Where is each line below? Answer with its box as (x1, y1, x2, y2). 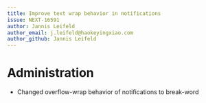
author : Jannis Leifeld (7, 23, 76, 30)
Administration (7, 65, 94, 81)
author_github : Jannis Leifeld (7, 36, 97, 43)
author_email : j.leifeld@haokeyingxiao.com (7, 29, 134, 36)
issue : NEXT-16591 (7, 16, 60, 23)
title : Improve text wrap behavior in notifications (7, 10, 161, 17)
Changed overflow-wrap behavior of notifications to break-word (16, 88, 199, 96)
